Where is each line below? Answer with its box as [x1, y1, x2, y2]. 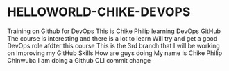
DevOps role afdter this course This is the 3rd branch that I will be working [7, 41, 220, 50]
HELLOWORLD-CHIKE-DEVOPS [7, 4, 191, 20]
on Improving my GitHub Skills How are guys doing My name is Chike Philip [7, 49, 223, 57]
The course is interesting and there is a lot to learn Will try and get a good [7, 34, 218, 42]
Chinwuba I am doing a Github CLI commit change [7, 56, 151, 64]
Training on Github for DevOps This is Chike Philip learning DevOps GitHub [7, 27, 221, 35]
